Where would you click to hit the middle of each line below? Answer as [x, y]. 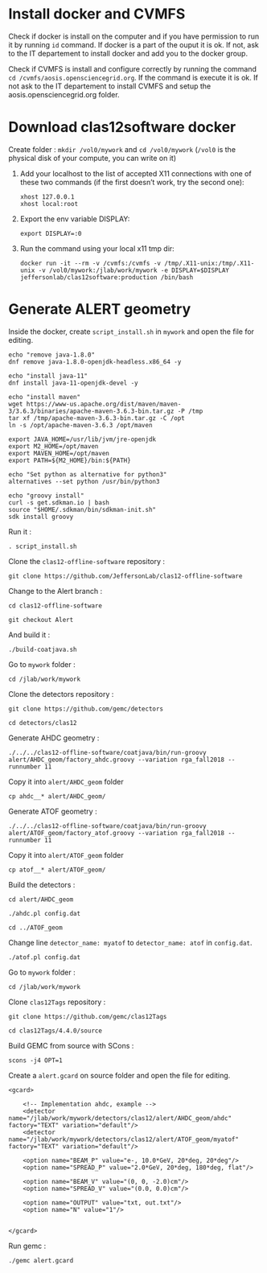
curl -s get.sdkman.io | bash [59, 503]
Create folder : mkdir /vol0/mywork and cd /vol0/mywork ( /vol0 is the [122, 149]
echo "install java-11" [48, 376]
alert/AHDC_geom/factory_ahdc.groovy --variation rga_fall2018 [117, 760]
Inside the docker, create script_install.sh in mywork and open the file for [131, 332]
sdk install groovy [41, 517]
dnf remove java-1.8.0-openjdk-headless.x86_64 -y [95, 362]
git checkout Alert [41, 620]
